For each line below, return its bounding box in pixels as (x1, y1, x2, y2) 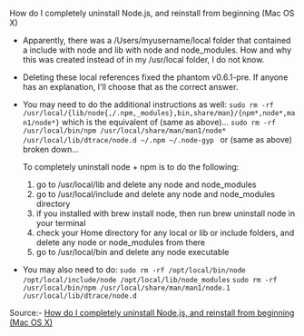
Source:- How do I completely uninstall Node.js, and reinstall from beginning (9, 308, 295, 318)
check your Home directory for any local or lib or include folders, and (35, 227, 295, 238)
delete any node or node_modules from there (35, 237, 206, 248)
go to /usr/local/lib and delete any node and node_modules (35, 179, 257, 190)
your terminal (35, 218, 86, 228)
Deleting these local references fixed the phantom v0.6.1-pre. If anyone (22, 72, 289, 83)
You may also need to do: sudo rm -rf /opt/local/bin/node (22, 264, 247, 275)
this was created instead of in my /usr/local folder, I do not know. (22, 54, 265, 64)
